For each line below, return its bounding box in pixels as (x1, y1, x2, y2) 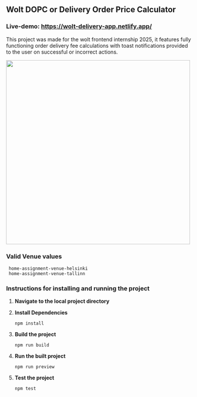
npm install (14, 320, 44, 326)
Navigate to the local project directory (14, 297, 110, 305)
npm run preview (14, 364, 55, 370)
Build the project (14, 331, 56, 338)
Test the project (14, 374, 55, 382)
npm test (14, 386, 36, 392)
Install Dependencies (14, 309, 68, 316)
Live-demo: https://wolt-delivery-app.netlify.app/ (6, 22, 152, 31)
